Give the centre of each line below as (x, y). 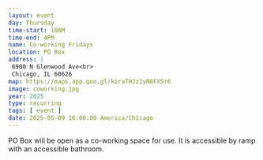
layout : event (32, 15)
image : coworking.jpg (44, 89)
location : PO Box (37, 52)
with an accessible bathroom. (56, 149)
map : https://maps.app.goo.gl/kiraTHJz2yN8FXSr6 (90, 81)
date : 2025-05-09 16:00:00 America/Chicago (81, 118)
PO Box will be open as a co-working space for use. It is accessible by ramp (132, 140)
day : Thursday (32, 23)
